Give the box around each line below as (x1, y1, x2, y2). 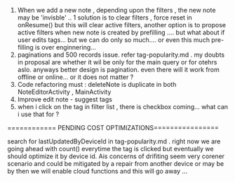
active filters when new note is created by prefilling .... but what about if (17, 28, 225, 36)
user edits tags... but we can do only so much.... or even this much (17, 36, 210, 44)
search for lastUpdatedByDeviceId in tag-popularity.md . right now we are (7, 137, 221, 146)
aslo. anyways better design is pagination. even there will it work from (17, 66, 220, 73)
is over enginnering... (34, 43, 97, 51)
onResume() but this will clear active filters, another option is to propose (17, 21, 227, 29)
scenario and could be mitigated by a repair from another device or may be (7, 160, 224, 167)
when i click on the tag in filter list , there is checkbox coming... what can (17, 103, 229, 111)
